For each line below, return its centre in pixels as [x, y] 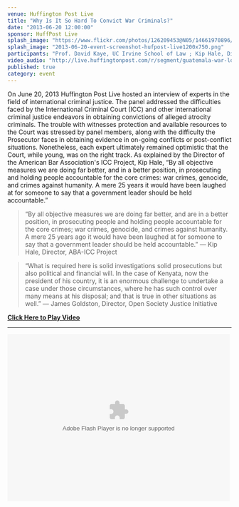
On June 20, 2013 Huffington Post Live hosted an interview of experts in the [118, 94]
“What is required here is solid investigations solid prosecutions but [123, 265]
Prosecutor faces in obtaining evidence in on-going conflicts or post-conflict [119, 139]
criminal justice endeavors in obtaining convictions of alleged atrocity [109, 117]
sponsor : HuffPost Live [43, 34]
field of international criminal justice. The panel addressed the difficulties [114, 101]
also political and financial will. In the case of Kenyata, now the [116, 273]
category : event [31, 73]
